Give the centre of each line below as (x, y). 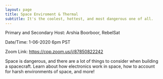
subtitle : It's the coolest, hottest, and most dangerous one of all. (79, 19)
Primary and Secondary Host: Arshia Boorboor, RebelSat (62, 33)
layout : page (19, 10)
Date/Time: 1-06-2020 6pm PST (38, 42)
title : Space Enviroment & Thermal (42, 14)
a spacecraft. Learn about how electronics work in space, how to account (80, 66)
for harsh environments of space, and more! (50, 72)
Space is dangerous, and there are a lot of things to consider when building (82, 61)
